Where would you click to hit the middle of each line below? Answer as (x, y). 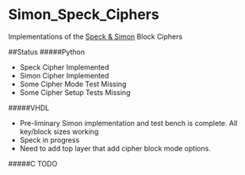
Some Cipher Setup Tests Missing (75, 92)
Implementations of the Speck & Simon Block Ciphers (96, 36)
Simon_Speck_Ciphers (84, 15)
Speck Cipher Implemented (64, 67)
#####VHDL (29, 108)
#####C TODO (33, 163)
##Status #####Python (47, 51)
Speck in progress (50, 139)
